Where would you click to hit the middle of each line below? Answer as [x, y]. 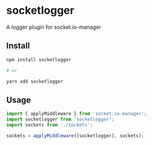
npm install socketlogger [39, 60]
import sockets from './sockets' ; [50, 125]
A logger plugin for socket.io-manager [54, 27]
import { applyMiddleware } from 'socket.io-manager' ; [77, 114]
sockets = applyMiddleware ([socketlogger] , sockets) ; [75, 135]
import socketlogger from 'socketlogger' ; [60, 120]
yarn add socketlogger [35, 81]
